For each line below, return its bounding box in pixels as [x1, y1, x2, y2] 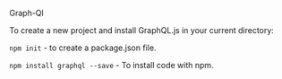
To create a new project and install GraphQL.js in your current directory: [9, 25, 275, 35]
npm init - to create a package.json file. [9, 42, 157, 53]
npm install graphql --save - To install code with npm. [9, 60, 214, 70]
